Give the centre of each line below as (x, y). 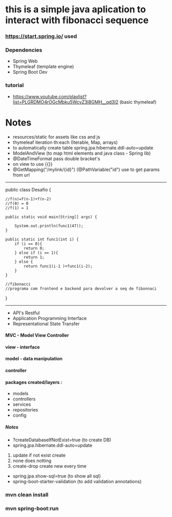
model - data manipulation (34, 359)
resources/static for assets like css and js (56, 137)
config (19, 415)
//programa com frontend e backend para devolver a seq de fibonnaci (81, 288)
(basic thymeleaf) (138, 102)
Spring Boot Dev (30, 72)
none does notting (32, 461)
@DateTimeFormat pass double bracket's (56, 158)
